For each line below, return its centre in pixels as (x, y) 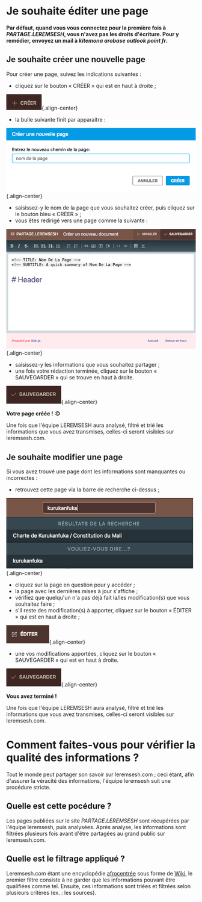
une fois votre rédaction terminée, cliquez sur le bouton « (86, 371)
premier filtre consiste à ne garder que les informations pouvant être (91, 880)
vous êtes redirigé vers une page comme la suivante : (81, 220)
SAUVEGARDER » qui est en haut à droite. (67, 660)
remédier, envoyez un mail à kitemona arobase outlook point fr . (87, 40)
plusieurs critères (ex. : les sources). (51, 892)
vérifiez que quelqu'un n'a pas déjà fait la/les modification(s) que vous (102, 598)
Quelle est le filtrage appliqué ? (66, 859)
